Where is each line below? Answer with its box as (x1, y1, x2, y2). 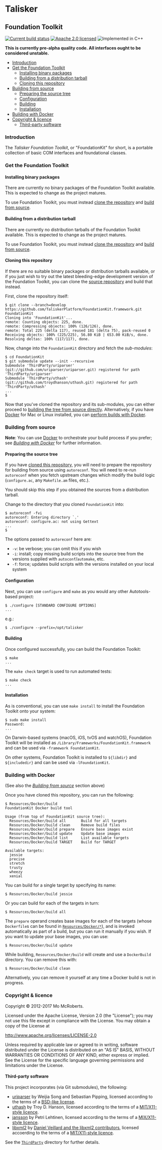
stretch (9, 861, 25, 866)
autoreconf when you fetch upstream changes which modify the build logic (5, 472, 155, 478)
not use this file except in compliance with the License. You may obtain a (5, 1017, 150, 1024)
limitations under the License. (5, 1062, 64, 1068)
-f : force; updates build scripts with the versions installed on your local (12, 561, 154, 567)
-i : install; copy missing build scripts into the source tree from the (12, 551, 144, 557)
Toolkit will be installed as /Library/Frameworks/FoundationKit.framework (5, 740, 151, 746)
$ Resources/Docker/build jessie (5, 892, 73, 897)
